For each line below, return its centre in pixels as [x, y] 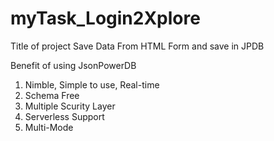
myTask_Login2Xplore [105, 18]
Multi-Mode [49, 127]
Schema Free [52, 95]
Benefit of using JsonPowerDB [73, 65]
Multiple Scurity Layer [70, 106]
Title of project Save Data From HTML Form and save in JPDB [137, 46]
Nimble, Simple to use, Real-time [92, 84]
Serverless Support [64, 116]
